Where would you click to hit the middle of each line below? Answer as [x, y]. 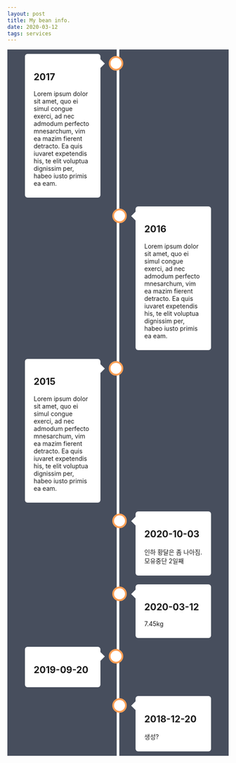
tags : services [29, 33]
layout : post [26, 14]
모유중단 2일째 [164, 560]
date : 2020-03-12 [33, 27]
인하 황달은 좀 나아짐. [173, 552]
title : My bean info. [39, 20]
